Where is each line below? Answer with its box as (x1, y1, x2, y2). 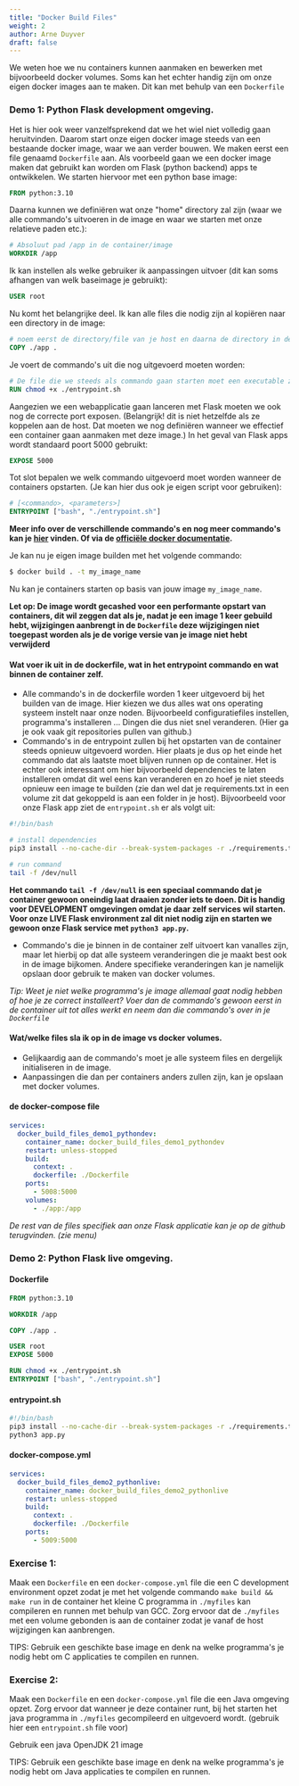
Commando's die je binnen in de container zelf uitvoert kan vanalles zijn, (21, 939, 289, 950)
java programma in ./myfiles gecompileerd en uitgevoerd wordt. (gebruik (9, 1713, 279, 1724)
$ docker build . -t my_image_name (9, 567, 141, 576)
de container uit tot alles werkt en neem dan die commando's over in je (9, 1005, 271, 1015)
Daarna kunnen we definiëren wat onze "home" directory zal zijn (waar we (9, 204, 282, 215)
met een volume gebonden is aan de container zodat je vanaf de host (9, 1616, 264, 1626)
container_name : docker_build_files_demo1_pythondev (25, 1137, 225, 1146)
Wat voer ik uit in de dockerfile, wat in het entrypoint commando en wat (9, 659, 279, 670)
